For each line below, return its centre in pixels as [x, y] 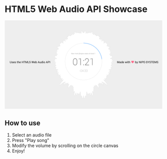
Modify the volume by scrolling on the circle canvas [65, 145]
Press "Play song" [30, 140]
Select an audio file [32, 135]
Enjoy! [18, 151]
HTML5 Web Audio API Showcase [76, 9]
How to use [22, 123]
